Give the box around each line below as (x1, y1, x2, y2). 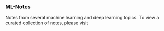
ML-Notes (5, 3, 31, 10)
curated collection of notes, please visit (5, 20, 88, 26)
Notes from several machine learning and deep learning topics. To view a (5, 15, 159, 21)
